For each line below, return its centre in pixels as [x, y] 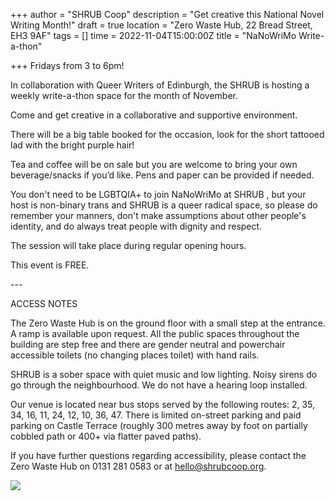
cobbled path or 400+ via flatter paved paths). [106, 436]
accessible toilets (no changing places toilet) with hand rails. [135, 355]
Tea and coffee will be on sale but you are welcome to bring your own [154, 164]
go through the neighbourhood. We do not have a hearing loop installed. [159, 385]
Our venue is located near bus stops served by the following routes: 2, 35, [163, 404]
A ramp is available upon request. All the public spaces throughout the [155, 333]
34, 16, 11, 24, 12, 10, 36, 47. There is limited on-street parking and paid [156, 415]
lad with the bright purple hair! [72, 145]
